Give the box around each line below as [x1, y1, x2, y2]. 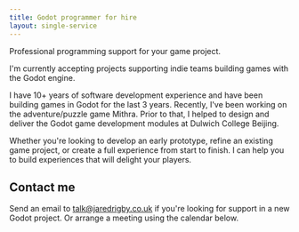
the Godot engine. [9, 72, 76, 83]
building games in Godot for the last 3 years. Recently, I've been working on [9, 99, 287, 109]
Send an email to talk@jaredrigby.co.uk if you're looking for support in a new [9, 204, 291, 214]
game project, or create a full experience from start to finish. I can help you [9, 144, 285, 156]
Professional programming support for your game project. [9, 45, 221, 56]
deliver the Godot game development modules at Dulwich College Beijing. [9, 117, 279, 129]
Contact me [9, 180, 76, 195]
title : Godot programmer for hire [9, 12, 138, 22]
